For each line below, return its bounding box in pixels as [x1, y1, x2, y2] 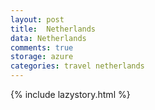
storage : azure [10, 52, 74, 62]
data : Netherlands [10, 33, 87, 43]
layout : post [10, 14, 65, 25]
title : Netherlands [10, 24, 97, 34]
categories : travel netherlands [10, 61, 145, 71]
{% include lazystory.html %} [10, 89, 131, 100]
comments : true [10, 42, 74, 53]
